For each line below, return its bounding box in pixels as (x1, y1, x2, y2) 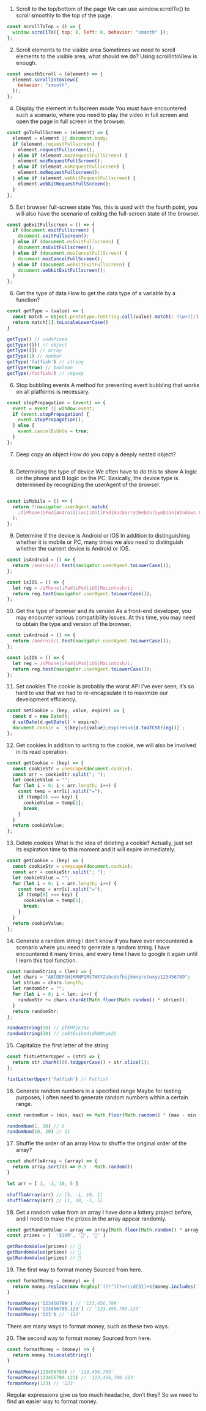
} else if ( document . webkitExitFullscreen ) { (12, 262, 131, 268)
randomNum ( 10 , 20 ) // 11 (7, 1129, 70, 1135)
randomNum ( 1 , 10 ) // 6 (7, 1123, 65, 1129)
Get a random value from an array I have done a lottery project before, (15, 1208, 193, 1216)
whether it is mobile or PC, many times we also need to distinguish (15, 538, 183, 546)
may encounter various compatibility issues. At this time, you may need (15, 614, 196, 621)
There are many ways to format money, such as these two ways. (7, 1323, 170, 1330)
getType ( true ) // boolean (7, 364, 73, 371)
